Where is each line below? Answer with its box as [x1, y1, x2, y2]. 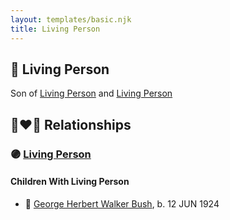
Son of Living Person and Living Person [10, 87, 173, 100]
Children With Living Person [10, 176, 130, 188]
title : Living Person [10, 24, 101, 34]
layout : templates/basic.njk [10, 14, 132, 25]
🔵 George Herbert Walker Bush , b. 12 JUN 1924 [24, 197, 220, 210]
